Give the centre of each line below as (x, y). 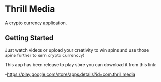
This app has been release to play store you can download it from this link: (81, 64)
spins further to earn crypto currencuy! (45, 55)
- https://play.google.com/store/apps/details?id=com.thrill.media (70, 74)
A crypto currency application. (36, 23)
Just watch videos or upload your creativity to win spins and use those (77, 50)
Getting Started (29, 38)
